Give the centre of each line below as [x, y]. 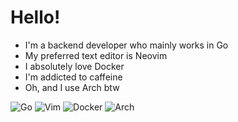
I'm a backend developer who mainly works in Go [126, 45]
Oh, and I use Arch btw [72, 87]
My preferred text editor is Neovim [96, 55]
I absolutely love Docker [74, 66]
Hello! [35, 17]
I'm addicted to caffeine [73, 77]
